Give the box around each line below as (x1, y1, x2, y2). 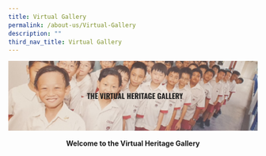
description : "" (8, 29, 62, 37)
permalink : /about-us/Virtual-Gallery (8, 21, 136, 29)
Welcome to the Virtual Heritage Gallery (66, 139, 200, 148)
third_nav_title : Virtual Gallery (8, 38, 123, 46)
